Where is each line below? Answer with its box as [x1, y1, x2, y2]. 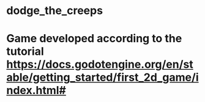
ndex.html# [6, 84, 66, 98]
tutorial [6, 45, 44, 59]
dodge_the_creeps [6, 4, 103, 18]
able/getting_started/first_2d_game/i [6, 71, 199, 84]
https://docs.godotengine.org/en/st [6, 57, 194, 71]
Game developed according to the [6, 32, 182, 46]
